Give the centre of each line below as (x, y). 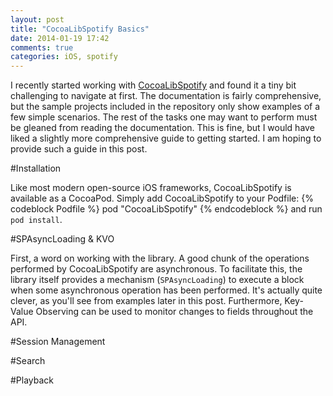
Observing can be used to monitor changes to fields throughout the (174, 312)
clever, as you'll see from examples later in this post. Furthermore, (146, 301)
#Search (28, 361)
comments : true (42, 47)
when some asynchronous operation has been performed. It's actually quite (166, 290)
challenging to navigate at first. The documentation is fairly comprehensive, (166, 96)
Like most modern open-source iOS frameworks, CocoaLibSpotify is (151, 188)
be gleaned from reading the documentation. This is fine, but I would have (162, 128)
